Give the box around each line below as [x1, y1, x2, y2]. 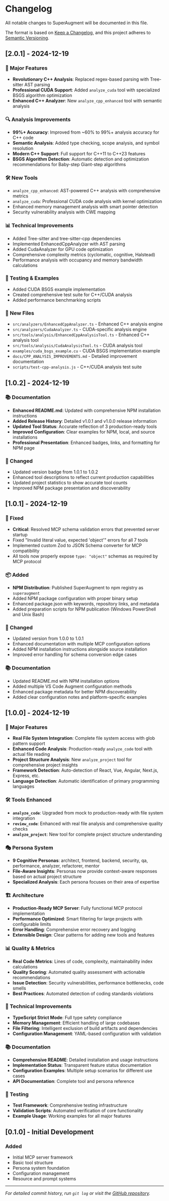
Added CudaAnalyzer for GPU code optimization [12, 246, 113, 252]
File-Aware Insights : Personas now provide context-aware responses [12, 868, 157, 874]
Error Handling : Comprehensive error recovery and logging [12, 926, 136, 933]
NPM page [12, 445, 35, 451]
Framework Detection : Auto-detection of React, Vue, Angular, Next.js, [12, 768, 158, 774]
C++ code [12, 134, 34, 140]
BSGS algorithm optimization [12, 92, 72, 98]
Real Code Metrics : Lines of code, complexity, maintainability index [12, 958, 153, 964]
